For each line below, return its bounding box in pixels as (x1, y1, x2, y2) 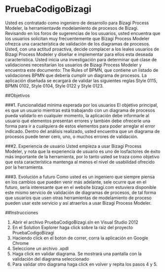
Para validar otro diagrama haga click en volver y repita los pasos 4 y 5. (12, 261, 158, 267)
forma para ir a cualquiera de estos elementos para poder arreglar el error (5, 123, 155, 129)
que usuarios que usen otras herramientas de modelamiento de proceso (5, 194, 152, 201)
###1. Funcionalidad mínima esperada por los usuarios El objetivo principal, (5, 102, 159, 108)
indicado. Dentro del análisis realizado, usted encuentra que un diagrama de (5, 128, 160, 134)
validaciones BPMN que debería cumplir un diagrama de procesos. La (5, 72, 147, 78)
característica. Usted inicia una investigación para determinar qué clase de (5, 56, 157, 62)
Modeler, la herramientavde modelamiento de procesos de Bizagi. (5, 25, 139, 31)
